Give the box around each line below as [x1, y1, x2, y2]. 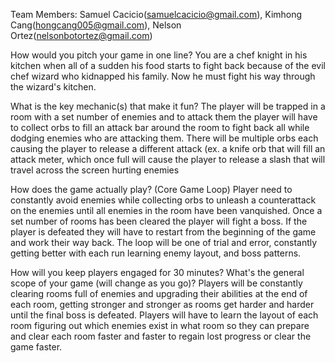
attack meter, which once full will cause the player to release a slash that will [10, 154, 326, 165]
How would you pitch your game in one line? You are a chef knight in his [10, 49, 308, 61]
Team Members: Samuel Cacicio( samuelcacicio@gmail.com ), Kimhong [10, 9, 303, 20]
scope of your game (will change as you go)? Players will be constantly [10, 277, 303, 289]
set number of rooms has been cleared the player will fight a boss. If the [10, 215, 308, 227]
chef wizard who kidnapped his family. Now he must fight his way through [10, 70, 316, 82]
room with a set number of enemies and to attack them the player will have [10, 111, 318, 123]
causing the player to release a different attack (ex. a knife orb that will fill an [10, 143, 326, 154]
